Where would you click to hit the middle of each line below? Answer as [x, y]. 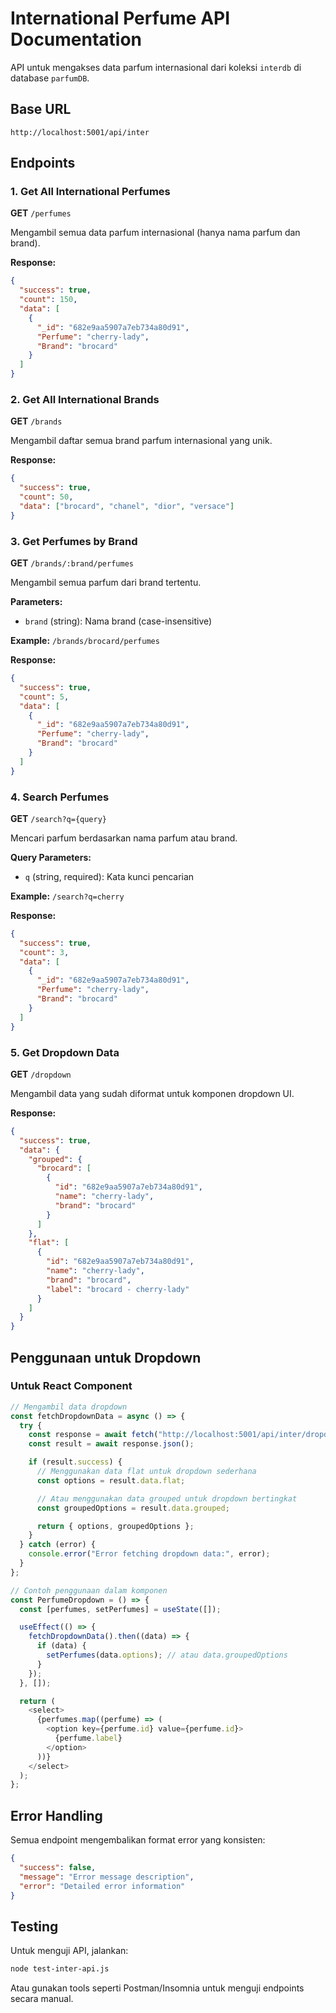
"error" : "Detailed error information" [102, 1886]
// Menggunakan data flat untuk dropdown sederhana [146, 1472]
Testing [34, 1926]
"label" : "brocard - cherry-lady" [118, 1289]
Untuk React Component [71, 1386]
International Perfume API [120, 18]
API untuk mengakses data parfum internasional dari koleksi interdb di [156, 67]
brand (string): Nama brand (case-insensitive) [118, 621]
